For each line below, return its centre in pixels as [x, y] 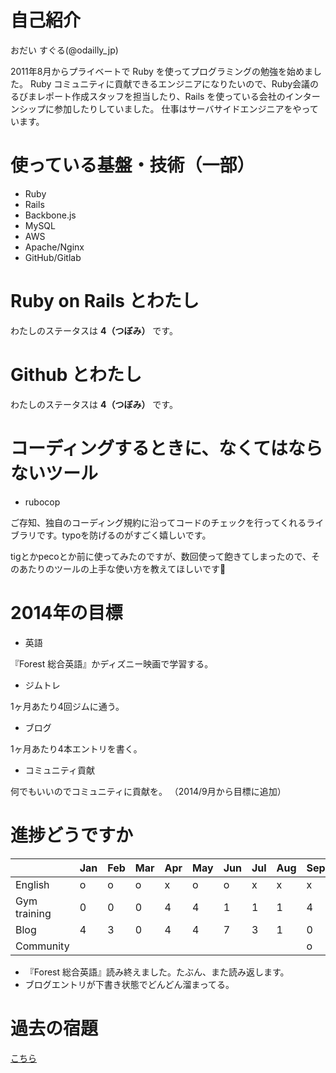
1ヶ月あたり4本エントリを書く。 [76, 748]
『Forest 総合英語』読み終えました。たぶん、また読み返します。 [157, 972]
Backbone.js [50, 215]
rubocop [42, 502]
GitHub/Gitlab [53, 257]
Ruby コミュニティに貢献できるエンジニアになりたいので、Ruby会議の [174, 83]
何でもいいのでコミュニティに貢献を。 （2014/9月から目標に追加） [148, 791]
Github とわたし [76, 375]
